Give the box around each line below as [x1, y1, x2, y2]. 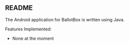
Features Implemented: [5, 26, 52, 32]
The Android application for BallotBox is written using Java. [5, 16, 125, 22]
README [5, 4, 33, 12]
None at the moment [12, 35, 54, 41]
